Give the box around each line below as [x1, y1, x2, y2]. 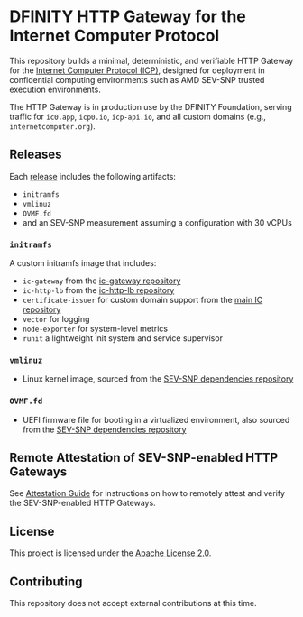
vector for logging [22, 314, 90, 325]
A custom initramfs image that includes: [9, 258, 157, 269]
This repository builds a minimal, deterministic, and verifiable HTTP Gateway [9, 55, 294, 66]
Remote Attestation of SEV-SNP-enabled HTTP [9, 450, 279, 465]
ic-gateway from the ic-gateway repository [22, 275, 181, 286]
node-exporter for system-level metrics [22, 323, 169, 335]
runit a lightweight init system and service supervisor [22, 333, 224, 344]
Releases [9, 147, 62, 162]
